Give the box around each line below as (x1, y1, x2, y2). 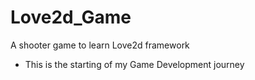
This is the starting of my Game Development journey (24, 58, 245, 70)
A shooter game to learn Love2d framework (10, 39, 190, 51)
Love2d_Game (10, 6, 132, 29)
